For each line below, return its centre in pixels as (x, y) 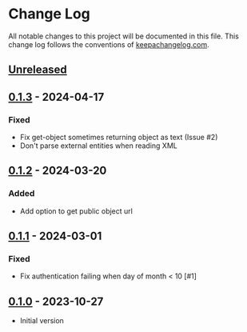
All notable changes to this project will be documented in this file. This (124, 36)
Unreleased (38, 70)
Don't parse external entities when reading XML (98, 146)
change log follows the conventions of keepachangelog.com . (109, 44)
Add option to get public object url (76, 211)
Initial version (42, 321)
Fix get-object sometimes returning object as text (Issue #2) (119, 138)
